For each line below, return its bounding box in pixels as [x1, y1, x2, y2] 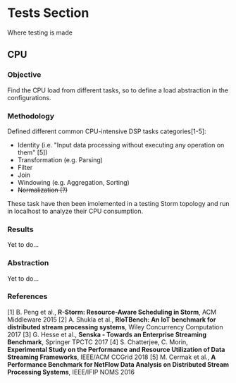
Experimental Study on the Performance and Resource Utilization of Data [7, 345, 225, 353]
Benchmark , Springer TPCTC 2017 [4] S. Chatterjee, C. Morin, [7, 337, 188, 346]
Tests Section [7, 5, 89, 21]
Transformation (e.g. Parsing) [17, 155, 104, 164]
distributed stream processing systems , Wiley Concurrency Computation [7, 322, 223, 331]
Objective [7, 70, 42, 80]
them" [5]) [17, 148, 48, 157]
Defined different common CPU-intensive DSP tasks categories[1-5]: [7, 127, 206, 135]
